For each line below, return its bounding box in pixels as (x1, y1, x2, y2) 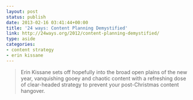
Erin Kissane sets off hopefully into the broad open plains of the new (20, 68, 188, 75)
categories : (6, 42, 35, 48)
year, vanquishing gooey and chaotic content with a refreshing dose (20, 75, 187, 82)
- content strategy (6, 47, 54, 53)
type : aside (6, 36, 35, 42)
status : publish (6, 14, 46, 20)
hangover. (20, 87, 45, 94)
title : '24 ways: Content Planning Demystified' (6, 25, 128, 31)
